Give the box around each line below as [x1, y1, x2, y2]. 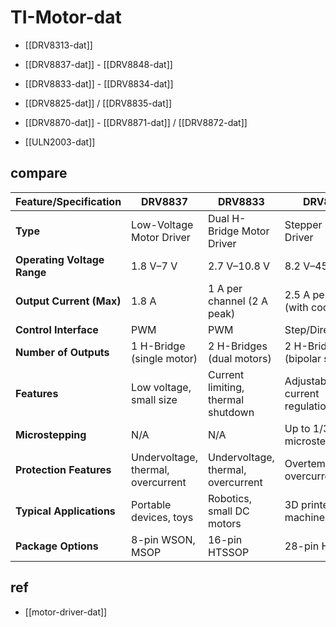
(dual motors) [207, 351, 272, 365]
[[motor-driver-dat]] [24, 606, 108, 618]
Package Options [15, 539, 99, 553]
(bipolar [284, 351, 322, 365]
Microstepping [15, 427, 87, 441]
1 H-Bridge [131, 339, 186, 353]
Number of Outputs [15, 345, 110, 359]
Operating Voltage [15, 252, 105, 266]
